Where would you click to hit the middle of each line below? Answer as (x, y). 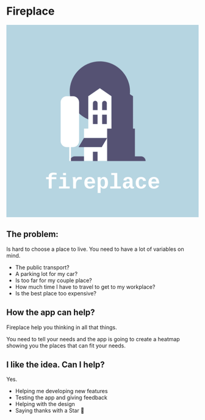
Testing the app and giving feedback (61, 397)
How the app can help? (51, 313)
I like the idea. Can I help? (56, 364)
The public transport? (42, 267)
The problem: (33, 234)
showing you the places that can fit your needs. (66, 346)
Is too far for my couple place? (54, 280)
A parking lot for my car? (46, 273)
